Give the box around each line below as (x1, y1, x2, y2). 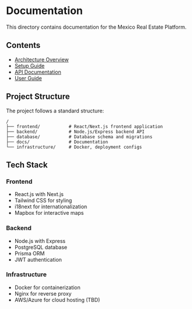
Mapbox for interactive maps (14, 210, 84, 217)
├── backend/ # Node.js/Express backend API (6, 129, 145, 135)
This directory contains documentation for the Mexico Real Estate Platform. (6, 23, 187, 30)
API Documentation (14, 68, 61, 75)
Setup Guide (14, 62, 45, 69)
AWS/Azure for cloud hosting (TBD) (14, 296, 100, 303)
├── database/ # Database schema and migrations (6, 133, 153, 140)
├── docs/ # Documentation (6, 139, 109, 145)
